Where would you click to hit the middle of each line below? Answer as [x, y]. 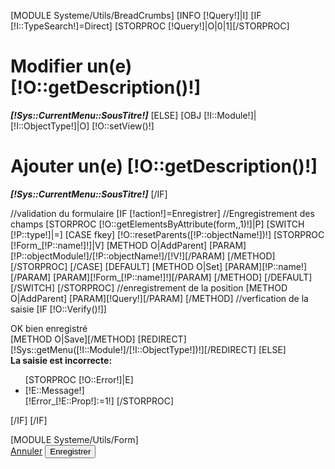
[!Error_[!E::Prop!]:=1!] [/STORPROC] [99, 401]
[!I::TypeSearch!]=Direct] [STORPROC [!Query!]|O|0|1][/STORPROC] [150, 26]
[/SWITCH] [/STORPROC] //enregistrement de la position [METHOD [149, 287]
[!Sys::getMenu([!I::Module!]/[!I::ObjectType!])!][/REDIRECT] [133, 349]
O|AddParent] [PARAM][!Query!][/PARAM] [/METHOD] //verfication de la [159, 298]
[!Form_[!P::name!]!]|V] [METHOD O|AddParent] [109, 245]
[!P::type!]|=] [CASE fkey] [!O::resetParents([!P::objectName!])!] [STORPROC [167, 234]
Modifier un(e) [71, 66]
